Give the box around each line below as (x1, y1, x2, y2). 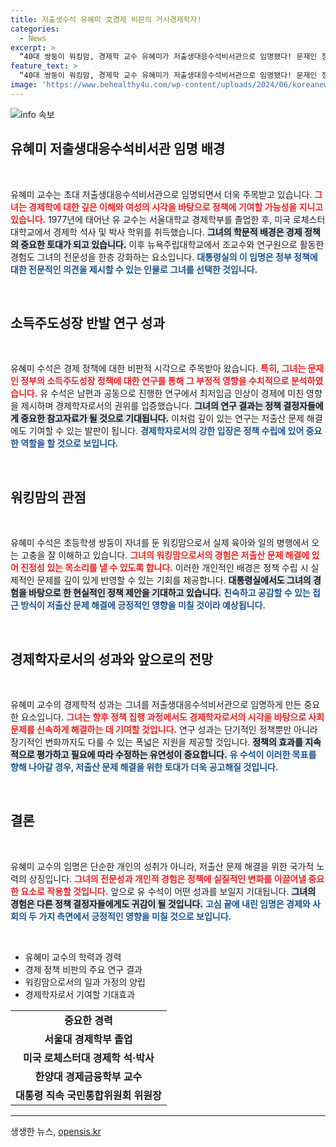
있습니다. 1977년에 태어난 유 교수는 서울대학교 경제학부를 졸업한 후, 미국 (10, 213, 291, 225)
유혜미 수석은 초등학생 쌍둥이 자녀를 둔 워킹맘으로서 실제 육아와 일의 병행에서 (10, 537, 310, 549)
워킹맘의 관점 (10, 489, 87, 506)
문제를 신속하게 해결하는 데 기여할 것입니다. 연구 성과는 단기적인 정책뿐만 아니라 (10, 724, 318, 735)
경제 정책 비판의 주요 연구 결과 (24, 963, 143, 975)
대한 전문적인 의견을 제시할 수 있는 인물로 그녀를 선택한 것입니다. (10, 263, 258, 275)
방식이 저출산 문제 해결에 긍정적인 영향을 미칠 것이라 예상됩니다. (20, 599, 267, 611)
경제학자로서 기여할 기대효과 (24, 988, 136, 1000)
